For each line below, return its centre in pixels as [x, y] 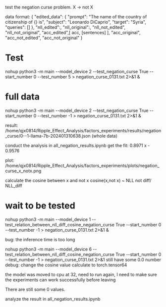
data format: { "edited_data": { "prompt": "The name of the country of [76, 17]
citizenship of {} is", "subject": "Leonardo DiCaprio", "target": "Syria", [76, 22]
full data [22, 97]
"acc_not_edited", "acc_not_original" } [44, 38]
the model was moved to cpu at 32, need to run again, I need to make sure [81, 274]
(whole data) [105, 136]
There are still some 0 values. [35, 289]
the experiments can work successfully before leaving [60, 280]
